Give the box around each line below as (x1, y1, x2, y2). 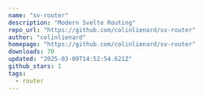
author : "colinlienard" (8, 33, 87, 41)
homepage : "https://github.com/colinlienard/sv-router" (8, 41, 196, 48)
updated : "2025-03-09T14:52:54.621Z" (8, 56, 133, 63)
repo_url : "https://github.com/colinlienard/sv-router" (8, 26, 196, 34)
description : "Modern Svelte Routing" (8, 19, 136, 27)
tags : (8, 70, 26, 77)
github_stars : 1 (8, 63, 62, 70)
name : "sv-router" (8, 11, 69, 20)
